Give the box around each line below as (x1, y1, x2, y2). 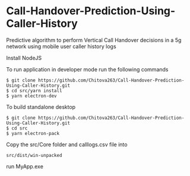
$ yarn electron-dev (6, 93, 58, 99)
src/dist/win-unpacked (6, 152, 62, 158)
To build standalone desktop (6, 103, 76, 111)
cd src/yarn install (11, 87, 62, 93)
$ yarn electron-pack (6, 130, 60, 136)
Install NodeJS (6, 54, 42, 61)
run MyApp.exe (6, 162, 43, 170)
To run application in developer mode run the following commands (6, 65, 169, 73)
